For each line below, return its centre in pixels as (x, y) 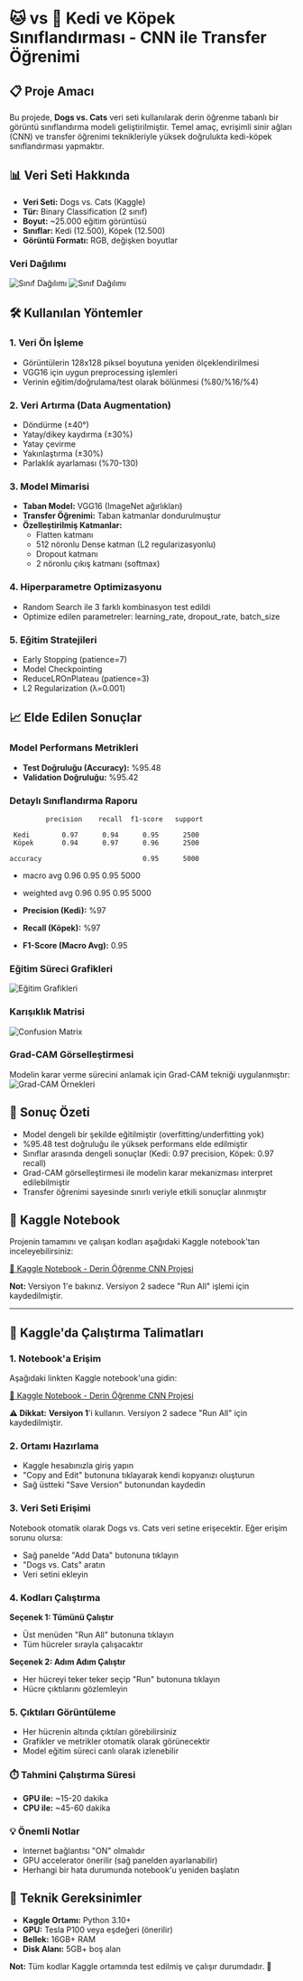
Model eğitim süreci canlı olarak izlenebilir (100, 1751)
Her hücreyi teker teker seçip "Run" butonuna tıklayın (121, 1680)
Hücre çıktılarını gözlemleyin (75, 1689)
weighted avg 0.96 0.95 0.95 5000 (87, 893)
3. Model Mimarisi (50, 486)
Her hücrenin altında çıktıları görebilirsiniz (100, 1732)
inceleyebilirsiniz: (41, 1251)
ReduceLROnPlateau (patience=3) (86, 678)
